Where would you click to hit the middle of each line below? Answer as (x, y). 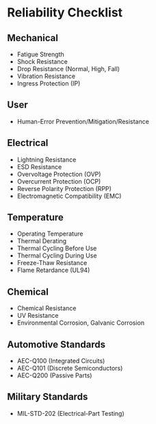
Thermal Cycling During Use (57, 255)
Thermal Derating (42, 241)
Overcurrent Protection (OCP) (59, 181)
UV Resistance (38, 316)
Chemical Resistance (47, 308)
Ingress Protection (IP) (49, 83)
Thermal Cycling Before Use (57, 249)
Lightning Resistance (47, 160)
